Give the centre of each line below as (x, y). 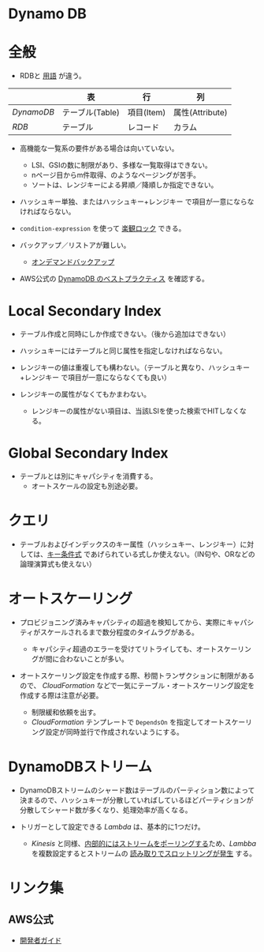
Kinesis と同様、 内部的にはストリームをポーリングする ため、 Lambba (144, 843)
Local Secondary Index (85, 311)
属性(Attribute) (201, 113)
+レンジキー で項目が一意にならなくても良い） (95, 378)
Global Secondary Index (88, 453)
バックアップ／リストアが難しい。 (75, 245)
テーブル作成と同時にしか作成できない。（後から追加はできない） (125, 334)
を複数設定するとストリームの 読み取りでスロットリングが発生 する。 (144, 853)
